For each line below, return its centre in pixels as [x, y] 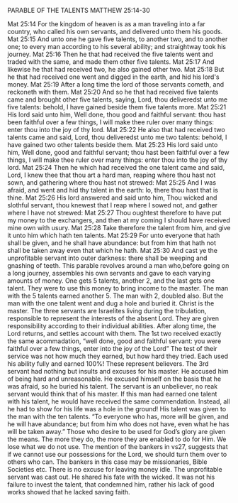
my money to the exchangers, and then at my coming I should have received [119, 220]
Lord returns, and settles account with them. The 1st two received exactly [114, 334]
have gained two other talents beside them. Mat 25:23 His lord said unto [113, 145]
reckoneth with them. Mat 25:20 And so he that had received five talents [113, 92]
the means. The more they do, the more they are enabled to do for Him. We [117, 439]
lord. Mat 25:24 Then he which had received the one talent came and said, [116, 167]
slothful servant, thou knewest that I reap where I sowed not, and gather [113, 205]
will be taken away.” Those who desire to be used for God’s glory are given [117, 432]
